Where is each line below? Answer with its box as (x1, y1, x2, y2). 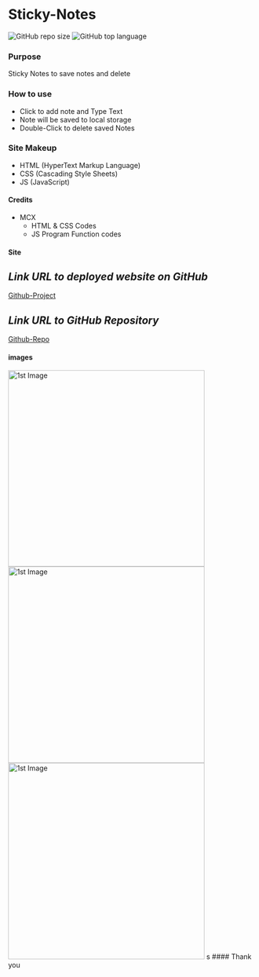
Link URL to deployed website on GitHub (8, 270, 208, 284)
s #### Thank (206, 952, 252, 961)
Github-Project (8, 291, 57, 300)
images (8, 352, 33, 362)
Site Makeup (8, 143, 57, 154)
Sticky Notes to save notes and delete (8, 69, 131, 79)
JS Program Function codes (31, 229, 122, 239)
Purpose (8, 51, 42, 62)
